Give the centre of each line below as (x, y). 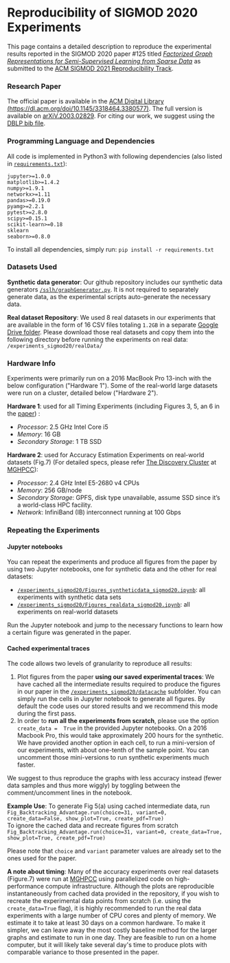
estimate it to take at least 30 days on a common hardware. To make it (106, 923)
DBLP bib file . (26, 123)
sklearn (18, 230)
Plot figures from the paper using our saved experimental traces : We (116, 677)
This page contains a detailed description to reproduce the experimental (109, 46)
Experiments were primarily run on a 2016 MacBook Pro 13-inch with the (109, 378)
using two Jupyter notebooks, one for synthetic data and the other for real (112, 569)
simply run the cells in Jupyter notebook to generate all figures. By (111, 699)
